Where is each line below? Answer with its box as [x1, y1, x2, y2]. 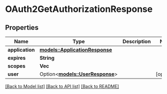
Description [122, 38, 151, 45]
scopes [7, 63, 26, 69]
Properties [5, 23, 39, 32]
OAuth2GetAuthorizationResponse [5, 3, 153, 15]
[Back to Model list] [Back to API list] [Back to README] [5, 84, 119, 89]
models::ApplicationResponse [39, 46, 112, 53]
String [39, 55, 55, 61]
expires [7, 55, 26, 61]
